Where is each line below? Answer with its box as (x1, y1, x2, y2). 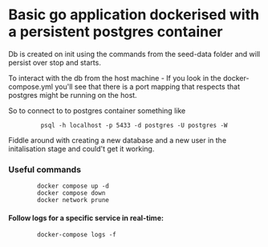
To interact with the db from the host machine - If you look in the (8, 73, 222, 83)
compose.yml (8, 82, 54, 91)
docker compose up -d (37, 182, 110, 190)
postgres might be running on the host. (8, 90, 138, 99)
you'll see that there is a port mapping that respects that (55, 82, 241, 91)
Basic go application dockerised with (8, 6, 259, 24)
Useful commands (8, 164, 82, 175)
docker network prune (37, 196, 110, 204)
